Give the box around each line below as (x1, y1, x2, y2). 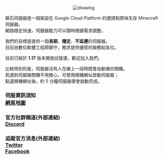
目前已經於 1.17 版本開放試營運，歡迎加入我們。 (5, 55, 103, 61)
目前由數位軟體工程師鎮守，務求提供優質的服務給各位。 (5, 44, 119, 50)
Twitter (5, 141, 23, 148)
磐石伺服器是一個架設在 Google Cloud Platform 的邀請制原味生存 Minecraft (5, 15, 159, 21)
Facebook (5, 147, 30, 154)
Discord (5, 120, 25, 127)
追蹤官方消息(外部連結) (5, 135, 60, 142)
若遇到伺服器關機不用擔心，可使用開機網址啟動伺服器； (5, 72, 119, 77)
